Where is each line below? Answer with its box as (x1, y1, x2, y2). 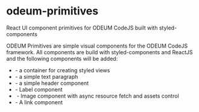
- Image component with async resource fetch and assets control (16, 92, 179, 99)
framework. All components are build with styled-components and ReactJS (6, 48, 193, 55)
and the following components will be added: (6, 55, 118, 62)
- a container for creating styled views (14, 66, 110, 73)
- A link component (14, 98, 63, 106)
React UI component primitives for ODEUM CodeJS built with (6, 24, 158, 31)
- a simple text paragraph (14, 73, 78, 80)
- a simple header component (14, 79, 89, 87)
